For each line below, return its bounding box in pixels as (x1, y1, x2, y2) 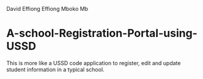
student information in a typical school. (6, 66, 105, 73)
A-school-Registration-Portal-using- (6, 27, 197, 40)
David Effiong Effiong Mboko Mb (6, 5, 89, 12)
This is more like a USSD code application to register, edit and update (6, 59, 181, 66)
